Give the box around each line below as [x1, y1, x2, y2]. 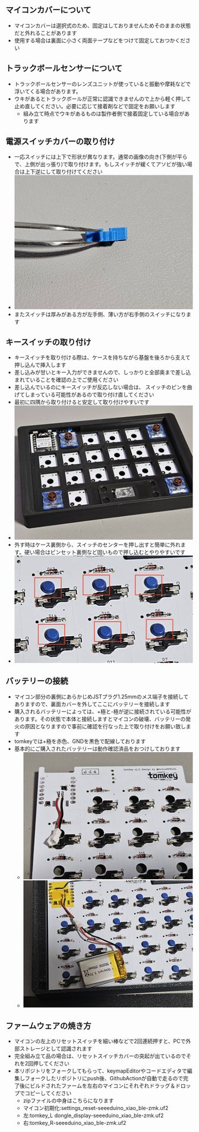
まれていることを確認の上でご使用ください [14, 376, 119, 383]
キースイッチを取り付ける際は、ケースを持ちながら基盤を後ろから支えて [14, 354, 191, 361]
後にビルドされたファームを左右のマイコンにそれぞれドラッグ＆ [19, 1082, 176, 1089]
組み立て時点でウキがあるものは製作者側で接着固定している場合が [23, 110, 185, 117]
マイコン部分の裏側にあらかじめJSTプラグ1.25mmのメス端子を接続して [14, 693, 189, 700]
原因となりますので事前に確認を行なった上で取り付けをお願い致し [24, 722, 187, 729]
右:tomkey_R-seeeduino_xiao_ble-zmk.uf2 [23, 1120, 127, 1127]
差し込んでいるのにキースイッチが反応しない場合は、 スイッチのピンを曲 [14, 383, 192, 391]
